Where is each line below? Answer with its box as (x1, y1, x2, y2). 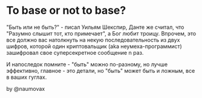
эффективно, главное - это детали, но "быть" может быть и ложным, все (6, 67, 195, 74)
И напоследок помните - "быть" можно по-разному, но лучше (6, 61, 168, 68)
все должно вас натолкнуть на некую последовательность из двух (6, 36, 180, 43)
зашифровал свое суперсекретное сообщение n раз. (6, 49, 144, 56)
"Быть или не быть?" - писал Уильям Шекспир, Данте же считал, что (6, 23, 184, 31)
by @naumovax (6, 85, 45, 92)
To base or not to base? (6, 4, 126, 17)
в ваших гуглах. (6, 73, 47, 81)
